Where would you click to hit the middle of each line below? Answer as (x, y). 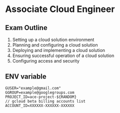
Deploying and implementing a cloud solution (59, 50)
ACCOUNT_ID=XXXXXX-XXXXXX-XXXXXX (40, 105)
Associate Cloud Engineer (60, 9)
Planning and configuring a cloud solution (55, 45)
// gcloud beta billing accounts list (45, 101)
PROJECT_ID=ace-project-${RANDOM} (41, 97)
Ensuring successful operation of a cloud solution (63, 55)
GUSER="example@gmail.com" (33, 88)
